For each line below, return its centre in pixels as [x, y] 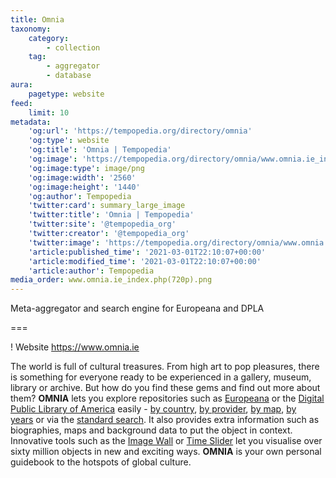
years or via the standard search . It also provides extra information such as [165, 420]
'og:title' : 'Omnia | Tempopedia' [100, 150]
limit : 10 [49, 112]
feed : [21, 103]
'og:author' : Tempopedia [80, 196]
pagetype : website [66, 94]
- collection [73, 47]
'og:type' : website [69, 141]
